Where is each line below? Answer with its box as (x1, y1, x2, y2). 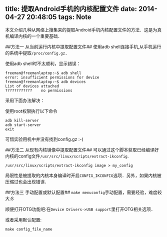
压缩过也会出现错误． (5, 178, 49, 184)
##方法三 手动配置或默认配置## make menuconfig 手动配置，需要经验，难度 (5, 189, 157, 195)
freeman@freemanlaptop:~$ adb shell (5, 70, 81, 75)
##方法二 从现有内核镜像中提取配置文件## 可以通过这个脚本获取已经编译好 (5, 146, 159, 152)
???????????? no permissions (5, 88, 72, 93)
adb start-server (5, 122, 41, 127)
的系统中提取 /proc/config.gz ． (5, 49, 70, 56)
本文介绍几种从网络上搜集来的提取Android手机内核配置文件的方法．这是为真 (5, 26, 161, 32)
